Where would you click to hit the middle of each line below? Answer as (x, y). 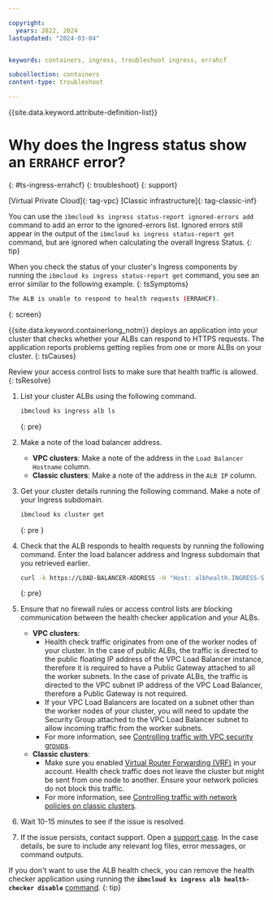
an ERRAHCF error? (67, 162)
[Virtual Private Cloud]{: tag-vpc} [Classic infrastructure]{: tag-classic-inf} (133, 201)
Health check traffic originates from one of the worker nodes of (151, 642)
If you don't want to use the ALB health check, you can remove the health (131, 871)
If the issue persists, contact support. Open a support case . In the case (139, 837)
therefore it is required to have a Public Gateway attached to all (150, 668)
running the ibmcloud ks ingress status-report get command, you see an (134, 275)
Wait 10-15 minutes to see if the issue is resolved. (102, 822)
